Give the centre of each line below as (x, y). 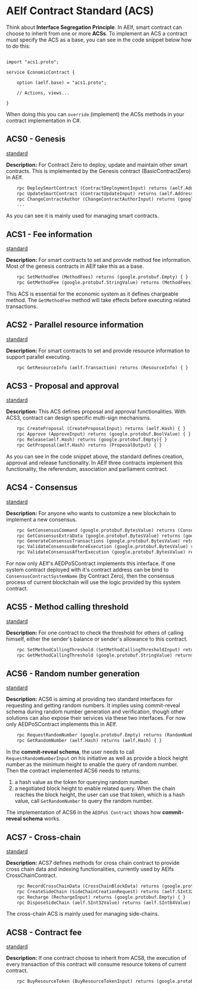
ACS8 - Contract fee (44, 932)
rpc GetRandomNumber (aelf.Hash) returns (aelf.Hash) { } (89, 741)
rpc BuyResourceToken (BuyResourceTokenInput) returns (85, 981)
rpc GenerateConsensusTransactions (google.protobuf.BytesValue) (99, 541)
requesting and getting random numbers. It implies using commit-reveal (93, 706)
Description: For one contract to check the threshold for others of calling (95, 632)
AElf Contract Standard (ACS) (80, 11)
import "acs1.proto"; (33, 62)
